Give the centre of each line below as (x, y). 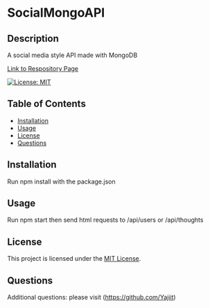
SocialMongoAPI (56, 13)
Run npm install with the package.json (61, 181)
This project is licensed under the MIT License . (74, 259)
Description (33, 39)
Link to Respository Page (43, 68)
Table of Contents (47, 104)
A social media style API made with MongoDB (72, 55)
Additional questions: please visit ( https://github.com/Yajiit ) (91, 298)
